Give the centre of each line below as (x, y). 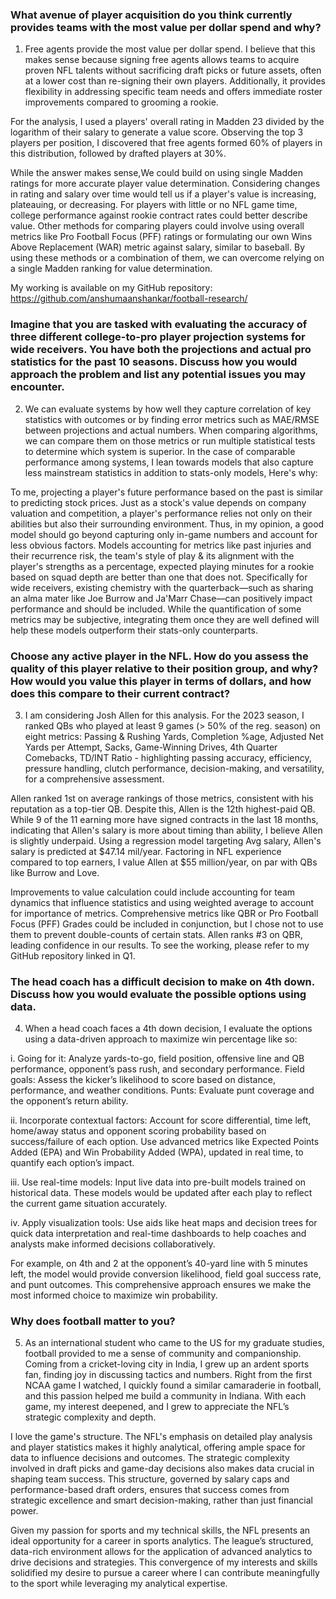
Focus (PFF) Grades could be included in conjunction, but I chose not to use (167, 924)
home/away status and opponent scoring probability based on (138, 1131)
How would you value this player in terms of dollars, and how (161, 681)
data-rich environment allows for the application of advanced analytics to (161, 1552)
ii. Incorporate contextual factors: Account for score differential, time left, (161, 1120)
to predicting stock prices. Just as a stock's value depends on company (158, 502)
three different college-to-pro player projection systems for (158, 337)
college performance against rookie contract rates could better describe (159, 215)
